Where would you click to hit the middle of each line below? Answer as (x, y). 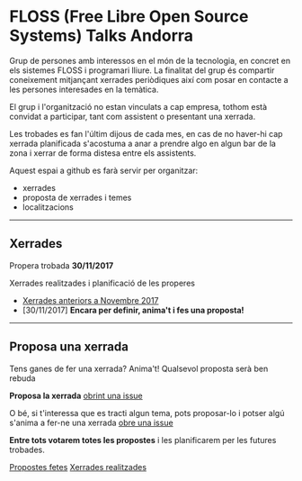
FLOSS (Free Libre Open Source (129, 17)
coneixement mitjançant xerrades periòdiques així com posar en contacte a (149, 79)
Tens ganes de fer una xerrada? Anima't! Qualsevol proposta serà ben (139, 368)
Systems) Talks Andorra (102, 36)
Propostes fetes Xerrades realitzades (78, 467)
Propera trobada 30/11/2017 (62, 265)
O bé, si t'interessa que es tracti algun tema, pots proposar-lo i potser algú (147, 413)
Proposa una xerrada (69, 347)
